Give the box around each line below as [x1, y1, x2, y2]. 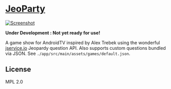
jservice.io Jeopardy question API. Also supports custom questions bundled [5, 45, 166, 51]
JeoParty [5, 3, 45, 15]
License [5, 65, 31, 74]
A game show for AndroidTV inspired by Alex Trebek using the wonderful [5, 39, 160, 46]
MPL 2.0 [5, 78, 23, 84]
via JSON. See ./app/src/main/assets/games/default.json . [5, 50, 130, 56]
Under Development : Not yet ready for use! [5, 29, 101, 36]
